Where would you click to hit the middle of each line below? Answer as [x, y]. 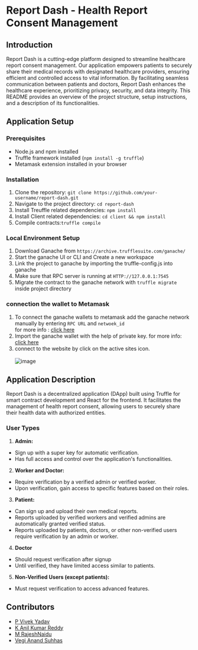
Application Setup [40, 122]
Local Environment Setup [43, 238]
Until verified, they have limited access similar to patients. [85, 565]
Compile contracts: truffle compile [58, 222]
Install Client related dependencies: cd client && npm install [90, 216]
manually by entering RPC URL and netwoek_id [70, 323]
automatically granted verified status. [60, 523]
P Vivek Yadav [32, 621]
